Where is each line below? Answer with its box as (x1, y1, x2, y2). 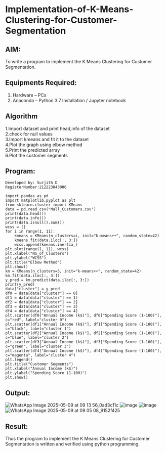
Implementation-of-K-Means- (5, 4, 134, 15)
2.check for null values (5, 130, 53, 137)
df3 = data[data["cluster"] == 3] (5, 304, 78, 309)
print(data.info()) (5, 216, 47, 221)
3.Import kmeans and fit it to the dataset (5, 136, 89, 142)
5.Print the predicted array (5, 147, 60, 153)
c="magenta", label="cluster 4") (5, 353, 76, 358)
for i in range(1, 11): (5, 229, 56, 234)
